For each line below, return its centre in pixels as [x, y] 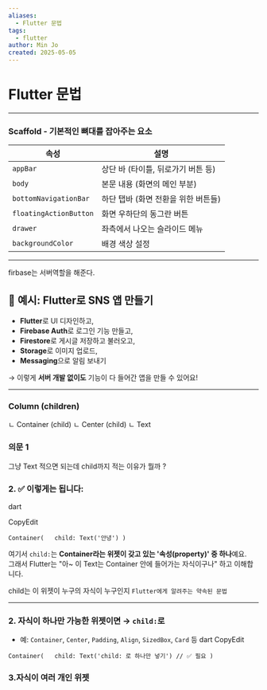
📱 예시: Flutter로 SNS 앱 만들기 [81, 300]
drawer [25, 229]
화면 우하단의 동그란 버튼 [145, 214]
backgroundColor [43, 243]
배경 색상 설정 [126, 244]
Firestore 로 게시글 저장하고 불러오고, [77, 341]
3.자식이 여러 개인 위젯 [49, 678]
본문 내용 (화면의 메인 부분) [149, 184]
